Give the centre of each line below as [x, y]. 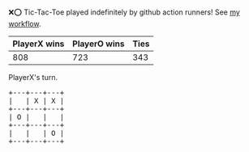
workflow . [25, 24]
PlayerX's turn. [33, 77]
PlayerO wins [99, 44]
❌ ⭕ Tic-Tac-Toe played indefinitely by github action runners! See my [124, 12]
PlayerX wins [39, 44]
